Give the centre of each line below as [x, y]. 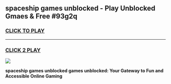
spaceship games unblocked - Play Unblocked [80, 8]
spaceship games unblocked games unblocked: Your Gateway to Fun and [84, 70]
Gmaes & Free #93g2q [41, 17]
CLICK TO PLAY [25, 31]
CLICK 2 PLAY [23, 50]
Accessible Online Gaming [34, 76]
